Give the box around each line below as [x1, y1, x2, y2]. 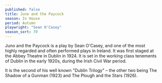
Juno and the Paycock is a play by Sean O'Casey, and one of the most [5, 43, 146, 48]
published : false [5, 7, 40, 12]
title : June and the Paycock [5, 12, 64, 16]
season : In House [5, 16, 40, 21]
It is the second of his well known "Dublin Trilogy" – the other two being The [5, 68, 157, 73]
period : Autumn [5, 20, 36, 26]
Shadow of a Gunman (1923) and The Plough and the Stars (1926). [5, 73, 138, 78]
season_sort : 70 [5, 29, 38, 34]
